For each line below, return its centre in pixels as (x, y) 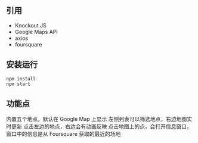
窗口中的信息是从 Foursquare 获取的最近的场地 (64, 134)
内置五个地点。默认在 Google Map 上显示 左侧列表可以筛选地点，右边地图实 (99, 119)
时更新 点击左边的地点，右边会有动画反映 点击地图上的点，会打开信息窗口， (99, 126)
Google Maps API (36, 32)
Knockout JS (30, 25)
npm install (21, 79)
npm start (18, 84)
